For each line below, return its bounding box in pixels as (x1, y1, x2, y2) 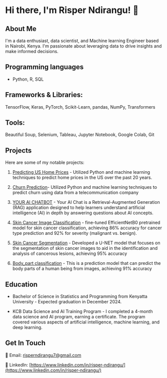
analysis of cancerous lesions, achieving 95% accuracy (12, 250, 127, 257)
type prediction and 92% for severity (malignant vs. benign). (12, 230, 137, 236)
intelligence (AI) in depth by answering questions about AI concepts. (12, 210, 153, 216)
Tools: (5, 119, 25, 127)
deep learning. (12, 324, 42, 330)
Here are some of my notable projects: (5, 160, 84, 166)
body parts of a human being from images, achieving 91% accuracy (12, 265, 152, 272)
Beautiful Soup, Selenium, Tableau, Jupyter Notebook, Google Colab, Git (5, 132, 154, 138)
